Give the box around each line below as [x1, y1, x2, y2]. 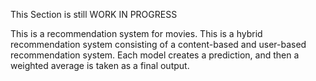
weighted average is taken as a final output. [10, 60, 190, 71]
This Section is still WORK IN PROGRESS [10, 9, 178, 20]
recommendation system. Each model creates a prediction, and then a [10, 49, 300, 61]
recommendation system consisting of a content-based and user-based [10, 39, 307, 50]
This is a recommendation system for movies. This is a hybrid [10, 28, 263, 39]
